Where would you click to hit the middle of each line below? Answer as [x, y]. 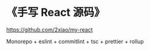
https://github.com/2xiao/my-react [49, 29]
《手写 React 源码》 [56, 12]
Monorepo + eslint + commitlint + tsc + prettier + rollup [75, 41]
